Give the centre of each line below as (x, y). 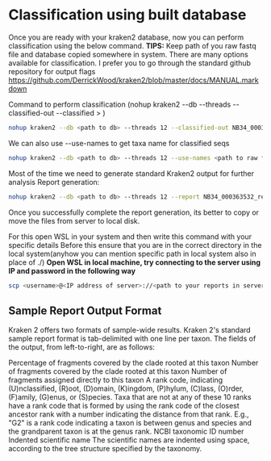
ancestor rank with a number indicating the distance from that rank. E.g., (129, 414)
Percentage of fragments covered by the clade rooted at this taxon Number (133, 363)
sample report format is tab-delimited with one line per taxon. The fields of (132, 339)
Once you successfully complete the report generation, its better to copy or (134, 212)
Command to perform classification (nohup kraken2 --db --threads (120, 104)
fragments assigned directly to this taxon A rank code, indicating (116, 380)
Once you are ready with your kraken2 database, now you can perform (126, 37)
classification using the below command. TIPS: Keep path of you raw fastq (132, 45)
